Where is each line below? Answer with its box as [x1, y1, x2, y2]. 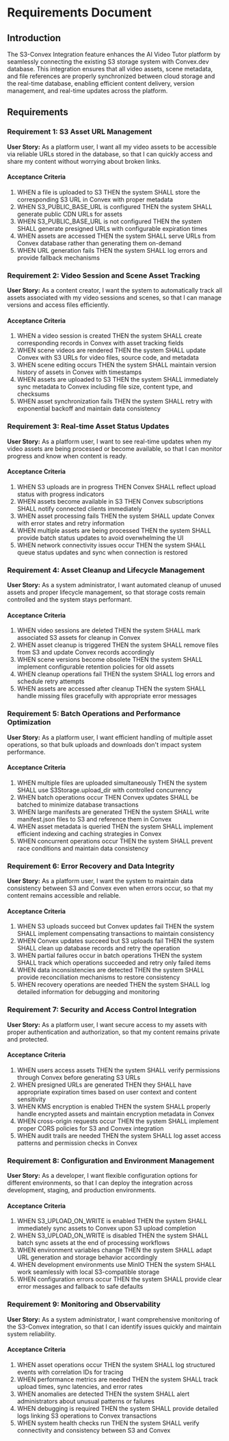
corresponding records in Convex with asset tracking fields [16, 339, 184, 347]
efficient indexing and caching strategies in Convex [16, 829, 162, 837]
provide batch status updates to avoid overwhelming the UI [16, 533, 184, 542]
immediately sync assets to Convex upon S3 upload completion [16, 1224, 196, 1233]
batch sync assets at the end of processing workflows [16, 1239, 170, 1247]
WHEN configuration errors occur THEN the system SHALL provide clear [16, 1275, 222, 1283]
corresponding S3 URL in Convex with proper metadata [16, 195, 173, 204]
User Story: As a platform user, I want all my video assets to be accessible [7, 143, 217, 151]
